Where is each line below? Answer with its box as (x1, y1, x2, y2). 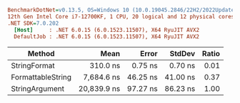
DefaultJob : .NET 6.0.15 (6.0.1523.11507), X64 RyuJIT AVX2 (14, 33, 200, 40)
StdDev (169, 49, 196, 59)
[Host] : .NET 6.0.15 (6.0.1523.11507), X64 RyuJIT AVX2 (14, 26, 200, 33)
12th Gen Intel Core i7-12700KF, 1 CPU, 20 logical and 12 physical (7, 13, 216, 20)
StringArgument (11, 84, 64, 94)
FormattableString (11, 72, 72, 82)
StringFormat (11, 61, 55, 71)
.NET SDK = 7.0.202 (7, 19, 59, 27)
